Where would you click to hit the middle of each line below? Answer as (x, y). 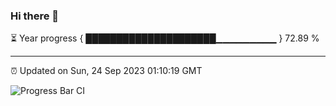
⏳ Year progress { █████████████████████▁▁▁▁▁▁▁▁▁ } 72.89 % (165, 38)
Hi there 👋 (35, 16)
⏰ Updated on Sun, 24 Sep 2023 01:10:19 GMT (106, 71)
